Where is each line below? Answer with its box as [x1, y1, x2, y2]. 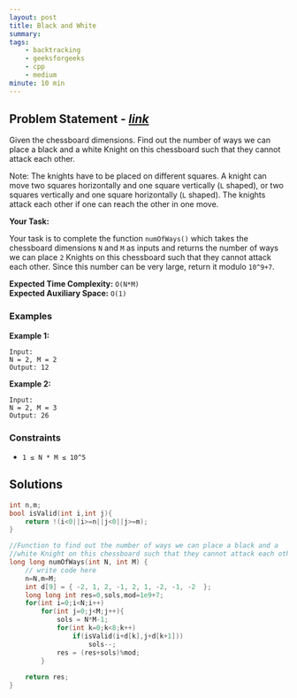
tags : [9, 37, 29, 47]
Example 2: [9, 378, 51, 389]
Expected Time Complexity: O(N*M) [9, 279, 140, 289]
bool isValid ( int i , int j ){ [9, 509, 113, 518]
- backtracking [25, 46, 81, 55]
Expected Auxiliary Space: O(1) [9, 288, 127, 299]
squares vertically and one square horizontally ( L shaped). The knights [9, 189, 266, 200]
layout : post [9, 12, 57, 22]
